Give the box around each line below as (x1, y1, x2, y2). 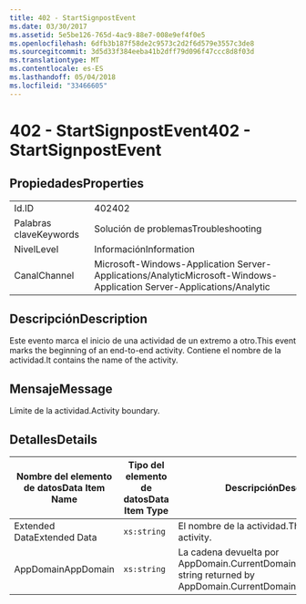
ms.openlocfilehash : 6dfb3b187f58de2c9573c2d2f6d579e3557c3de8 (9, 38, 255, 48)
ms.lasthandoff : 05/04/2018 (9, 73, 117, 82)
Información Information (94, 242, 196, 255)
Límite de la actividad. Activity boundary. (9, 405, 160, 416)
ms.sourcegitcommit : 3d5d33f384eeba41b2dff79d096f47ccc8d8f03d (9, 47, 255, 56)
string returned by (178, 568, 255, 581)
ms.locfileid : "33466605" (9, 81, 107, 90)
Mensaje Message (9, 381, 113, 396)
